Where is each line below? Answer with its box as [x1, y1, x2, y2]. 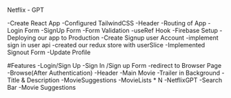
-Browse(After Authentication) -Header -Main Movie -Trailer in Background [7, 69, 221, 77]
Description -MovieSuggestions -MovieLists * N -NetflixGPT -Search [26, 76, 223, 84]
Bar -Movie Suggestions [7, 84, 76, 91]
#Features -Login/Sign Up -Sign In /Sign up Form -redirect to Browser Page [7, 62, 222, 69]
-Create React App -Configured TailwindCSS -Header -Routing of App [7, 19, 207, 27]
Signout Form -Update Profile [7, 48, 91, 56]
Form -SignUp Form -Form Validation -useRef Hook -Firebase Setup [24, 27, 219, 34]
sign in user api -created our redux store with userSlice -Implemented [7, 41, 205, 49]
